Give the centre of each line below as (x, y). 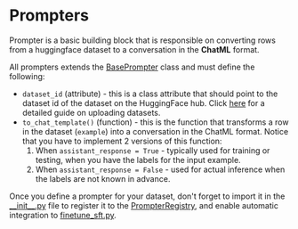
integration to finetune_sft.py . (63, 215)
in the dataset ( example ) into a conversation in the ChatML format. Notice (155, 131)
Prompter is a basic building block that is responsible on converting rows (142, 40)
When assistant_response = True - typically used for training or (153, 150)
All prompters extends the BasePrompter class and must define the (132, 67)
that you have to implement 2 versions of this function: (122, 141)
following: (27, 76)
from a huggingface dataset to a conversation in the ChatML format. (134, 49)
